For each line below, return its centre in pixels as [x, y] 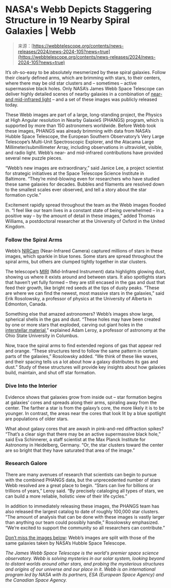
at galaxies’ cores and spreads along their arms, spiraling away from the [81, 402]
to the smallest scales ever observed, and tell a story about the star [76, 189]
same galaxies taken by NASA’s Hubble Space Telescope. [66, 543]
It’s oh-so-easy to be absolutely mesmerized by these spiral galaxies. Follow [86, 72]
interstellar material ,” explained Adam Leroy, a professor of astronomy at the [86, 330]
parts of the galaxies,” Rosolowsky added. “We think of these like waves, [82, 356]
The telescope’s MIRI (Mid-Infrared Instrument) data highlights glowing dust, [86, 272]
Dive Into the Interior [31, 386]
